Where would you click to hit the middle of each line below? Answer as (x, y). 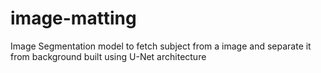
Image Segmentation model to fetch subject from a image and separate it (161, 46)
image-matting (73, 18)
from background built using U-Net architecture (108, 56)
